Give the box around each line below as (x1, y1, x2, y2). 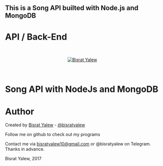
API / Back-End (5, 31, 68, 42)
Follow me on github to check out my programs (5, 132, 100, 138)
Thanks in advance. (5, 146, 45, 152)
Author (5, 106, 34, 117)
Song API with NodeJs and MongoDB (5, 83, 159, 95)
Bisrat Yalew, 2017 (5, 156, 42, 162)
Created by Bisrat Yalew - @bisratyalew (5, 122, 85, 128)
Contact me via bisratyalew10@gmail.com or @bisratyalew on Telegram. (5, 141, 151, 147)
